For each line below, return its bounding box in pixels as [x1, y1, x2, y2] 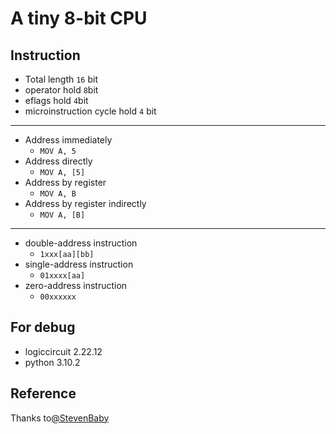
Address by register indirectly [24, 198, 147, 209]
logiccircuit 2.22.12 [24, 345, 103, 357]
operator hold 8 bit [24, 84, 99, 96]
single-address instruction [24, 258, 134, 270]
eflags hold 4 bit [24, 95, 89, 106]
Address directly [24, 155, 93, 167]
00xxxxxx [39, 292, 77, 302]
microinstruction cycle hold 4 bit [24, 105, 157, 117]
